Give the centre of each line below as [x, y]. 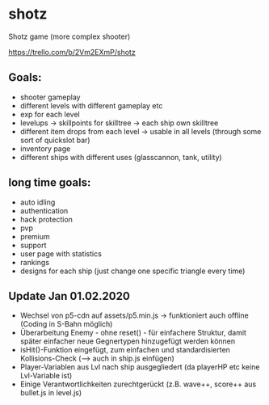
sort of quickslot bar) [55, 140]
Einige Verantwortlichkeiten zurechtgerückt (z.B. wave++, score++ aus [138, 384]
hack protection [46, 219]
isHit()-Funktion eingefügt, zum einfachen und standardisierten [125, 350]
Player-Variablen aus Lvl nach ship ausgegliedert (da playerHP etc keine [140, 367]
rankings [35, 262]
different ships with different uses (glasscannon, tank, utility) [121, 157]
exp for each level [50, 114]
